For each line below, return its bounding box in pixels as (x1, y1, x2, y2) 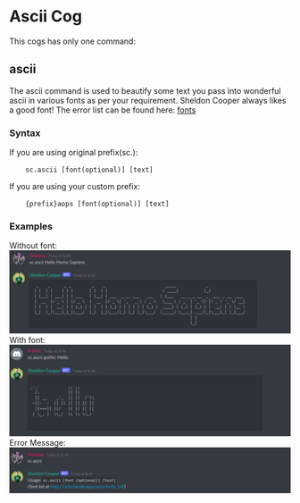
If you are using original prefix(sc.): (9, 147, 138, 158)
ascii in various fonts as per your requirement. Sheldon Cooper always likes (9, 95, 287, 105)
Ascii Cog (9, 6, 83, 27)
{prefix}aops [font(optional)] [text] (25, 199, 170, 209)
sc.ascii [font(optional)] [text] (25, 165, 154, 175)
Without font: (9, 240, 58, 251)
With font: (9, 334, 46, 345)
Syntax (9, 127, 41, 139)
